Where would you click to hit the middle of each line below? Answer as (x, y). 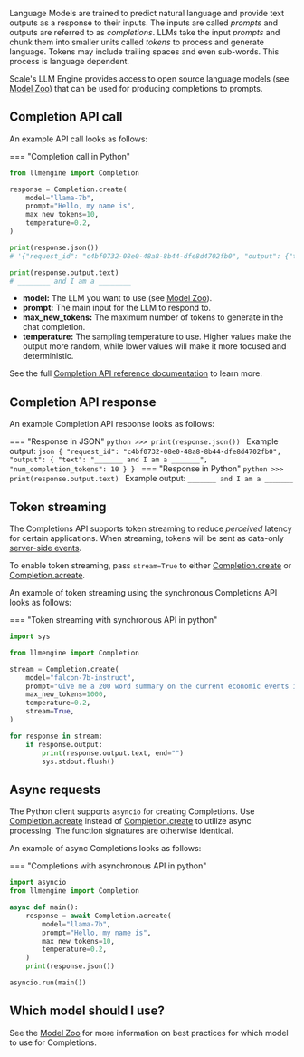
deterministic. (48, 356)
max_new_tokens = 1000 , (66, 694)
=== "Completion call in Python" (70, 156)
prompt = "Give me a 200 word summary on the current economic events (157, 686)
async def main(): (44, 907)
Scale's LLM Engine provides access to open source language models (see (149, 79)
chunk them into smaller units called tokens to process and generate (137, 42)
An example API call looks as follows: (78, 139)
